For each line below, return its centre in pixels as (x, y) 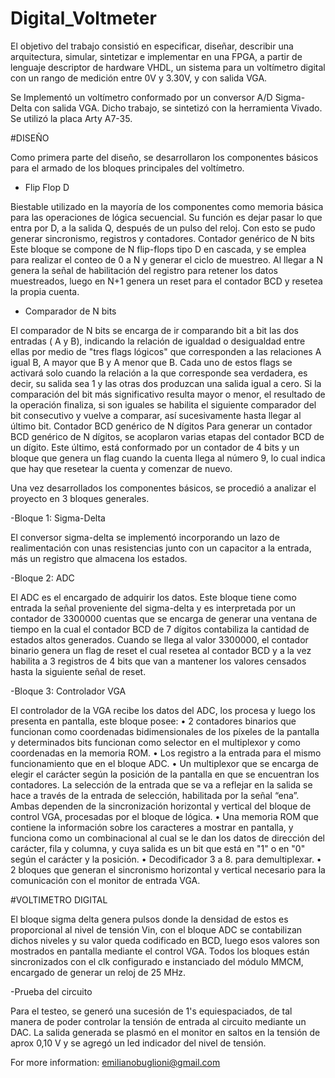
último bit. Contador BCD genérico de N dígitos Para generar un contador (161, 426)
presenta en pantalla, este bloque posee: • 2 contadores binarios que (153, 721)
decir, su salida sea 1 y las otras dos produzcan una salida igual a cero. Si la (166, 383)
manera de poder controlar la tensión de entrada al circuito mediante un (158, 1021)
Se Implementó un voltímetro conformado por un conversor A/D (141, 97)
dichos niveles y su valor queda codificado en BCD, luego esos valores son (165, 940)
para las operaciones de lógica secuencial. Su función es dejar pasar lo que (166, 217)
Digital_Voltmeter (83, 18)
